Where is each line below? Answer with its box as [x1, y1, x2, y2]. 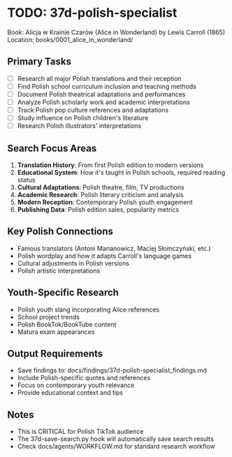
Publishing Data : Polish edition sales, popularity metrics [17, 205, 180, 214]
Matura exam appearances [17, 327, 95, 336]
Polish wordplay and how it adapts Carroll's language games [17, 252, 192, 260]
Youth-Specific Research [7, 286, 119, 298]
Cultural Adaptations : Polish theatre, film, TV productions [17, 183, 184, 191]
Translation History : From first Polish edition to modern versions [17, 161, 204, 169]
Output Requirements [7, 348, 103, 360]
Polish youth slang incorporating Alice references [17, 305, 160, 314]
